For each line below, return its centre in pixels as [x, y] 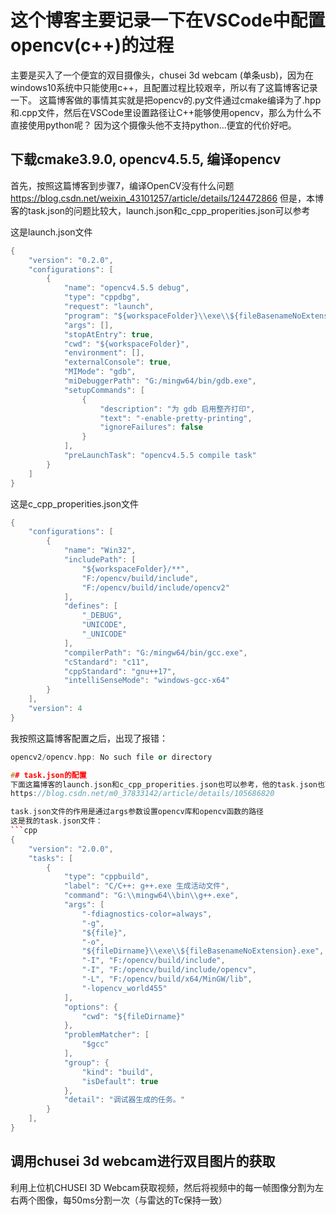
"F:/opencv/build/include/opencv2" [155, 587]
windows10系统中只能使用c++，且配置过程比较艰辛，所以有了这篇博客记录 [164, 87]
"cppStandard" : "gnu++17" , [120, 671]
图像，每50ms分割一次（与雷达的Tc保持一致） [132, 1200]
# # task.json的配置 [48, 775]
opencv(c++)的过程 [92, 45]
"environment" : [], [104, 353]
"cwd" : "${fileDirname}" [133, 1016]
